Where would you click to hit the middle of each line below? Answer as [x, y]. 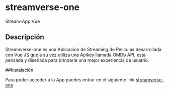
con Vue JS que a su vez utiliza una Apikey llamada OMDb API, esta [75, 55]
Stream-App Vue [23, 21]
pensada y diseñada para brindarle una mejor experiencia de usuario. [77, 60]
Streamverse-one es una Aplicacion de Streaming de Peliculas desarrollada [83, 49]
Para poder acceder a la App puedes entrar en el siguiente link [70, 79]
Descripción [25, 37]
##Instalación [19, 70]
